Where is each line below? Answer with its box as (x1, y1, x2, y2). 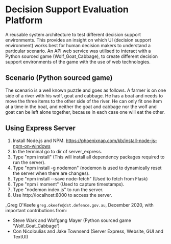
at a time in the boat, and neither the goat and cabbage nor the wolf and (5, 104, 157, 110)
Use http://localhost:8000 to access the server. (12, 192, 112, 198)
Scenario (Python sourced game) (5, 73, 113, 83)
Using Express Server (5, 124, 76, 133)
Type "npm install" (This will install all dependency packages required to (12, 154, 165, 160)
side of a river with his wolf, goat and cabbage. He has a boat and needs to (5, 92, 163, 98)
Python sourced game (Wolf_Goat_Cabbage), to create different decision (5, 53, 158, 59)
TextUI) (12, 233, 29, 239)
